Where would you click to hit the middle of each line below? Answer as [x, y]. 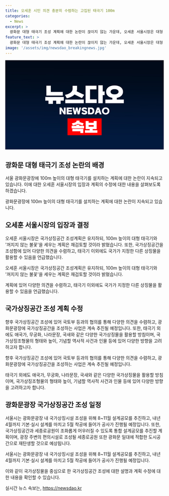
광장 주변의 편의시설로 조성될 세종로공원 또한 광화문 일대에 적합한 [83, 437]
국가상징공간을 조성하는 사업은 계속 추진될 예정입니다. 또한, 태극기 [91, 328]
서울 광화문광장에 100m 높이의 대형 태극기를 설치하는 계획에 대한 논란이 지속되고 [84, 178]
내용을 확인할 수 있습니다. [35, 477]
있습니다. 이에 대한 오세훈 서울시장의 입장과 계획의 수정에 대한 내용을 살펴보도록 [83, 185]
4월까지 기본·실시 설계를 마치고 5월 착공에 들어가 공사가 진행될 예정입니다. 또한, [83, 424]
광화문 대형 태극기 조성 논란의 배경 [55, 165]
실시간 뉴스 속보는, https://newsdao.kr [44, 488]
